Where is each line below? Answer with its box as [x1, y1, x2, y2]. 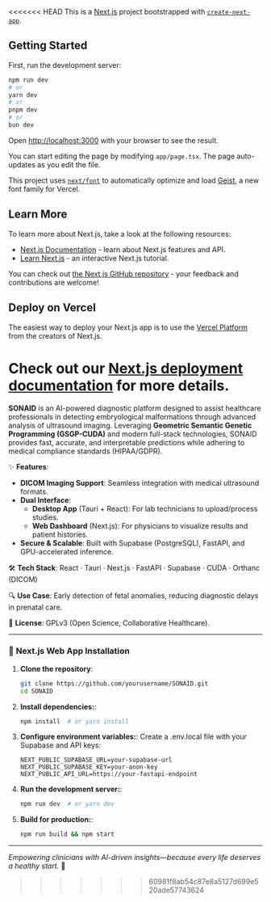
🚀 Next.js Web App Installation [8, 646, 131, 657]
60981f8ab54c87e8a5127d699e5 [148, 877, 260, 887]
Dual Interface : [19, 495, 71, 504]
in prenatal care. [8, 602, 63, 612]
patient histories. [31, 529, 89, 539]
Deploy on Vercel [8, 301, 97, 314]
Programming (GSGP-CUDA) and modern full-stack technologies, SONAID [8, 428, 257, 439]
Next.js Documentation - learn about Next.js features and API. [19, 244, 226, 254]
